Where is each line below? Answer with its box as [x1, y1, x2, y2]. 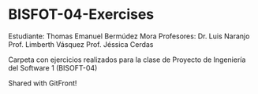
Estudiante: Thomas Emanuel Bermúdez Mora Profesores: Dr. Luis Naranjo [8, 31, 250, 41]
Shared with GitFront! [8, 78, 77, 88]
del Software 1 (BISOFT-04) [8, 63, 98, 72]
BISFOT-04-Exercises [8, 5, 155, 23]
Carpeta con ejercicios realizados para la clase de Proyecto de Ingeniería [8, 55, 246, 64]
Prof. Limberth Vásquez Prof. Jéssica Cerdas [8, 39, 154, 49]
